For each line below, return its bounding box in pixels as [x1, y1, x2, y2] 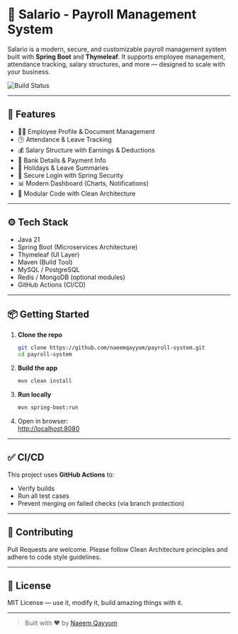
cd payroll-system [17, 351, 72, 358]
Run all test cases [17, 492, 69, 500]
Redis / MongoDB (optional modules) [17, 273, 125, 281]
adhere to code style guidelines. [7, 553, 101, 561]
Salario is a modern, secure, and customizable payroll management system [7, 45, 227, 53]
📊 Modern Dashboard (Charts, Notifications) [17, 179, 149, 187]
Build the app [17, 364, 58, 373]
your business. [7, 67, 51, 76]
